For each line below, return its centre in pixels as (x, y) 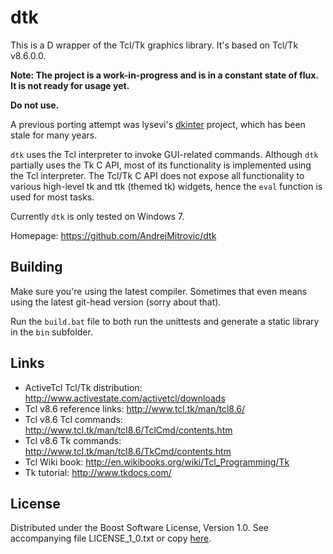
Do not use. (35, 105)
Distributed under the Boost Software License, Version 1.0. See (140, 528)
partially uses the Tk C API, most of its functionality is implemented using (161, 165)
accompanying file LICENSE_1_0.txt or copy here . (111, 538)
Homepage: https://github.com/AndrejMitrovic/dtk (113, 235)
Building (36, 267)
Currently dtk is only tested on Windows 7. (97, 216)
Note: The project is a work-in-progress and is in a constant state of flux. (164, 75)
